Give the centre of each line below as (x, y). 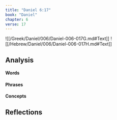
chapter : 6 (17, 19)
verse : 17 (16, 24)
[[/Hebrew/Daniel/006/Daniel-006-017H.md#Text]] (58, 44)
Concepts (16, 96)
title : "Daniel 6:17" (28, 10)
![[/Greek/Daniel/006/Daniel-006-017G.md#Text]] (57, 39)
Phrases (14, 84)
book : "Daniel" (21, 15)
